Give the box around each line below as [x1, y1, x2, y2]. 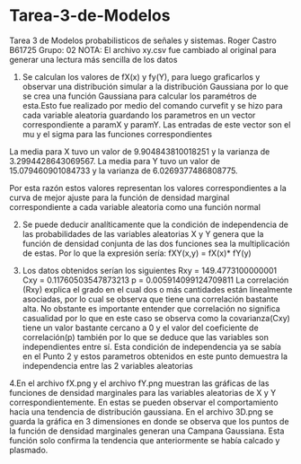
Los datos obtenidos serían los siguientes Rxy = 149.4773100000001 [22, 265, 278, 276]
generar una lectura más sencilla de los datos [9, 54, 178, 65]
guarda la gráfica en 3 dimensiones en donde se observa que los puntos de [9, 416, 289, 426]
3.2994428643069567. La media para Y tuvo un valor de [9, 155, 220, 166]
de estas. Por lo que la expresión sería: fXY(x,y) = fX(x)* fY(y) [22, 248, 252, 258]
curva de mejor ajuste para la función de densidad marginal [9, 192, 230, 203]
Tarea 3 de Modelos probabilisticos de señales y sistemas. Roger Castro [9, 35, 277, 46]
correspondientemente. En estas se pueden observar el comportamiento [9, 397, 279, 407]
